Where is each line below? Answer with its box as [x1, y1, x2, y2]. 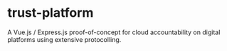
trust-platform [7, 5, 94, 21]
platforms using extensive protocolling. [7, 35, 122, 43]
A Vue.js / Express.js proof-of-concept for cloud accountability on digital [7, 28, 221, 36]
